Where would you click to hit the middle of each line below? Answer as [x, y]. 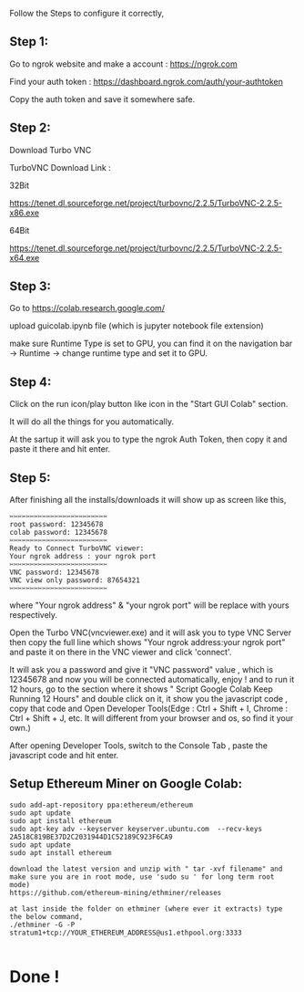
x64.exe [25, 257]
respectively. [33, 615]
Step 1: [29, 42]
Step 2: [30, 128]
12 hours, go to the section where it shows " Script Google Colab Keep [141, 689]
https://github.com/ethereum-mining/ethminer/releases [116, 893]
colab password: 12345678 [58, 533]
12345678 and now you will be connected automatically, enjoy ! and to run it [152, 680]
